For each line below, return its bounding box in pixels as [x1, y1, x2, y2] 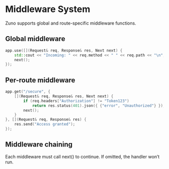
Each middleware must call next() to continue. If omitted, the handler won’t [5, 153, 160, 159]
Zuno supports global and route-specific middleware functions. [5, 20, 137, 26]
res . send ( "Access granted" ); [14, 122, 75, 127]
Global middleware [5, 35, 65, 43]
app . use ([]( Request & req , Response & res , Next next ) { [5, 48, 123, 53]
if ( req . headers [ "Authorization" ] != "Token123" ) [23, 98, 129, 103]
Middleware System [5, 4, 91, 15]
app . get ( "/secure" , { [5, 89, 51, 94]
